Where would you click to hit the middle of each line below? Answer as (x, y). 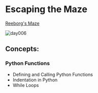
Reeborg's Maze (22, 23)
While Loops (26, 85)
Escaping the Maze (46, 9)
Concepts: (22, 49)
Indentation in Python (35, 80)
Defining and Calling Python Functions (53, 74)
